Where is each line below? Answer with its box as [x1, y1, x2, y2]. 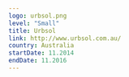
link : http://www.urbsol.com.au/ [8, 34, 122, 43]
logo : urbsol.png [8, 11, 67, 20]
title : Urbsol [8, 26, 57, 34]
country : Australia [8, 42, 75, 50]
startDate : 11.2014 [8, 49, 75, 57]
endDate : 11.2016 [8, 57, 67, 65]
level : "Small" [8, 19, 60, 27]
